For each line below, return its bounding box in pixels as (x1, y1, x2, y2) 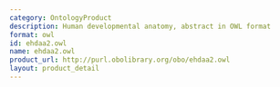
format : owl (9, 30, 55, 39)
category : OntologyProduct (9, 13, 112, 23)
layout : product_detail (9, 64, 100, 73)
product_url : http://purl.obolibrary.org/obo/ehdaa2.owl (9, 55, 231, 64)
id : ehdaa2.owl (9, 38, 67, 48)
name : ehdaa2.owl (9, 47, 76, 56)
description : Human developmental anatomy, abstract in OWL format (9, 22, 272, 31)
